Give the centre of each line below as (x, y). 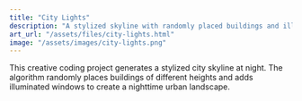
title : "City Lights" (50, 17)
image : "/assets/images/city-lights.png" (88, 42)
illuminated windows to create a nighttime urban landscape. (120, 87)
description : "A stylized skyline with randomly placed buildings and (144, 26)
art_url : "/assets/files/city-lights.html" (92, 34)
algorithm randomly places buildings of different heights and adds (131, 78)
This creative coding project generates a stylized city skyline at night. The (146, 68)
